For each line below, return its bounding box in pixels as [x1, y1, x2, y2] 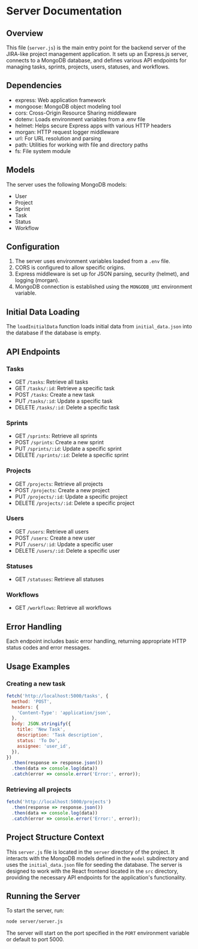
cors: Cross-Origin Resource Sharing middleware [14, 109, 137, 116]
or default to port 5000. [6, 936, 64, 943]
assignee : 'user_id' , [17, 743, 71, 749]
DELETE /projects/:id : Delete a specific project [14, 499, 135, 507]
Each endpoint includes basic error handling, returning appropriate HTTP [6, 637, 187, 645]
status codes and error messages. [6, 644, 91, 651]
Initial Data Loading [6, 307, 80, 317]
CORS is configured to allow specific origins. [14, 264, 126, 271]
